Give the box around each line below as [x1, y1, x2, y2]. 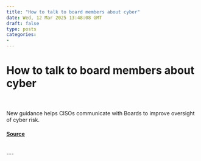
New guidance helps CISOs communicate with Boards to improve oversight [6, 109, 195, 116]
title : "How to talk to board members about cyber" [6, 9, 140, 15]
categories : [6, 32, 37, 38]
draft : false [6, 20, 40, 26]
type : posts [6, 26, 37, 32]
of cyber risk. [6, 116, 40, 123]
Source [6, 130, 26, 137]
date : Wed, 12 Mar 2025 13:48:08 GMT [6, 15, 102, 21]
